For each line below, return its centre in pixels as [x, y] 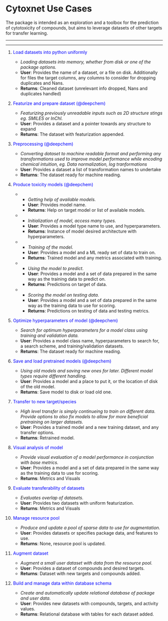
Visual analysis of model [38, 447]
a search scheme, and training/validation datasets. [72, 346]
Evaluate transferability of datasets [49, 488]
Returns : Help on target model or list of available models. [86, 210]
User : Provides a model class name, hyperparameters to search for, [90, 340]
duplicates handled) [41, 93]
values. [28, 609]
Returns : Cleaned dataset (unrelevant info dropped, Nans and [84, 88]
